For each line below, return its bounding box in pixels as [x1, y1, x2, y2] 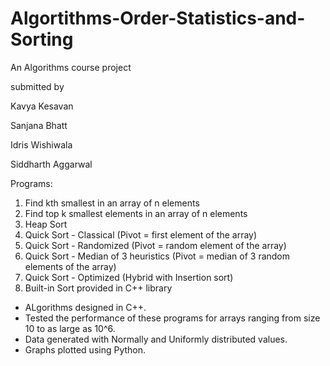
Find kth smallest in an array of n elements [24, 197, 200, 209]
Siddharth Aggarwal [10, 158, 93, 170]
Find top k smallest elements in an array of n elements [24, 207, 248, 219]
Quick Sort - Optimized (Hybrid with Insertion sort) [24, 271, 234, 283]
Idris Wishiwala [10, 138, 73, 151]
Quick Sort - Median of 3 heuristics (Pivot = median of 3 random [24, 250, 291, 262]
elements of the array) [24, 260, 117, 272]
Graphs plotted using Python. [24, 343, 147, 356]
